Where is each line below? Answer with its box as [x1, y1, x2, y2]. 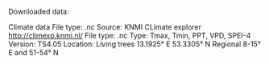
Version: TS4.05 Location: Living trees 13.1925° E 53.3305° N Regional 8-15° [8, 39, 262, 49]
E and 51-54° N [8, 48, 59, 57]
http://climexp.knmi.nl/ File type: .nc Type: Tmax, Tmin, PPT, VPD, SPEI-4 [8, 31, 251, 40]
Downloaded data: [8, 7, 69, 16]
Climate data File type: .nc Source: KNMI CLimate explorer [8, 22, 202, 31]
